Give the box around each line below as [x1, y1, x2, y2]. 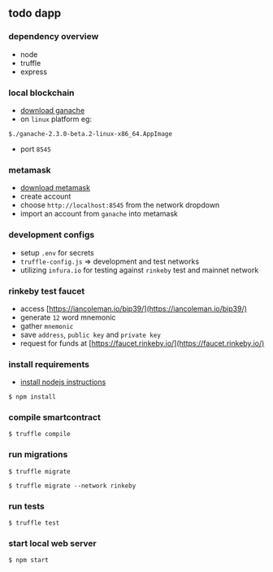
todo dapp [8, 7, 62, 20]
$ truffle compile [8, 430, 71, 439]
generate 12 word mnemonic [19, 312, 116, 322]
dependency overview [8, 31, 99, 42]
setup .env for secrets [19, 247, 95, 257]
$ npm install [8, 393, 57, 401]
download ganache [19, 105, 85, 115]
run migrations [8, 449, 68, 461]
